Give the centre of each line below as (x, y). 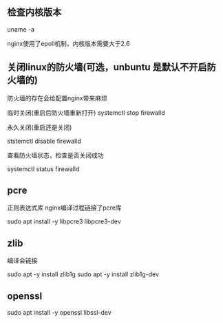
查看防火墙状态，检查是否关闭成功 (55, 155)
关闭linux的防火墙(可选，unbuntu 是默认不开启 (107, 67)
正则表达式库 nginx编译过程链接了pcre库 (64, 208)
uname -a (21, 29)
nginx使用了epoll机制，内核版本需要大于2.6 (68, 43)
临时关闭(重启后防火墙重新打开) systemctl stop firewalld (86, 113)
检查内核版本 (34, 12)
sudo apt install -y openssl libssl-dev (59, 313)
